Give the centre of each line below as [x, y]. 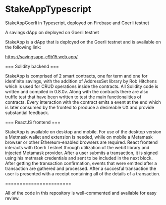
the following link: [23, 47]
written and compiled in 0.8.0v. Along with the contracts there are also [77, 91]
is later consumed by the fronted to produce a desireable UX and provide [80, 107]
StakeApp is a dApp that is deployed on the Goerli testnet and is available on [83, 42]
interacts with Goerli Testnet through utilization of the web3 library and [77, 147]
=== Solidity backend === [32, 66]
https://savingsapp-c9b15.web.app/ [41, 57]
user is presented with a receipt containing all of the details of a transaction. [83, 173]
